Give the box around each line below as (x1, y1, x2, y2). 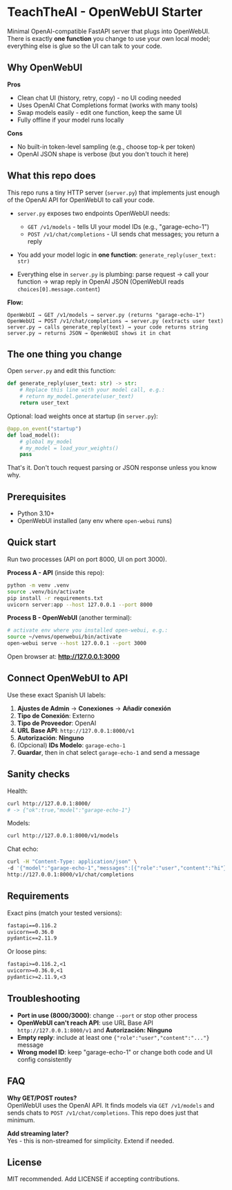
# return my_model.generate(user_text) (19, 393, 135, 400)
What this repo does (7, 170, 96, 182)
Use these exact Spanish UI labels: (7, 690, 106, 699)
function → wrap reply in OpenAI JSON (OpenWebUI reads (17, 277, 184, 286)
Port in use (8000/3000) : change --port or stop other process (17, 1011, 198, 1019)
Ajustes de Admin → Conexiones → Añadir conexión (17, 704, 171, 713)
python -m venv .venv (7, 582, 70, 589)
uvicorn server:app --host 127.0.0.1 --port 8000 (7, 601, 153, 608)
